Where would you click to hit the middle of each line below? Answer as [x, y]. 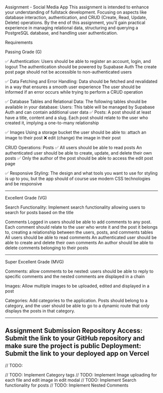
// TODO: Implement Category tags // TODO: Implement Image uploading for [81, 374]
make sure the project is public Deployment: [73, 346]
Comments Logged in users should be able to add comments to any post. [78, 222]
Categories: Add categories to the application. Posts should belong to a [76, 300]
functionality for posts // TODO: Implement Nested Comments [67, 385]
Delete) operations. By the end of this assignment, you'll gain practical [75, 22]
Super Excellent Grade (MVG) [34, 262]
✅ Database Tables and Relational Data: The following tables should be [76, 101]
